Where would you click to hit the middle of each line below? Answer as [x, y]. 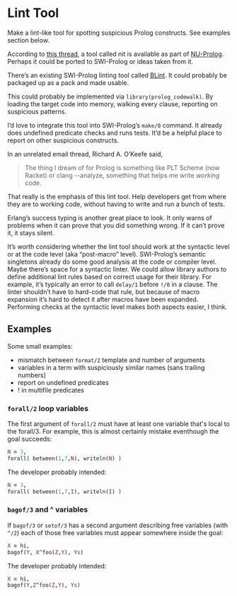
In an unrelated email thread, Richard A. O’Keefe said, [85, 154]
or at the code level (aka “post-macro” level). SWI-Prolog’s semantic [107, 254]
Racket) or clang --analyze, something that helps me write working [122, 175]
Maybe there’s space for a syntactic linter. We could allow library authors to [117, 269]
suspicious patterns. [37, 111]
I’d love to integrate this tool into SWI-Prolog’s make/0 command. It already [115, 125]
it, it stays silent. [31, 232]
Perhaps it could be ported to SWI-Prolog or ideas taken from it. [100, 61]
